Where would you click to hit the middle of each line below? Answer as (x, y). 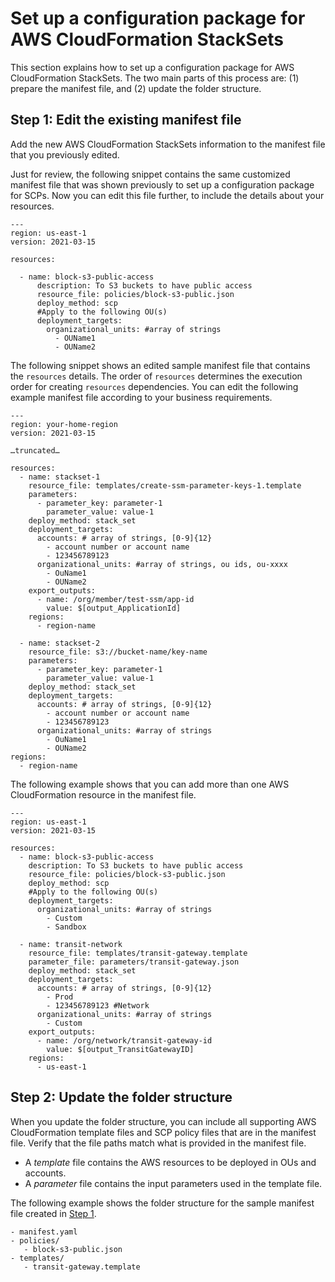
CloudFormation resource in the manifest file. (103, 794)
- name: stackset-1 (60, 477)
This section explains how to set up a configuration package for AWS (152, 67)
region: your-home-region (64, 424)
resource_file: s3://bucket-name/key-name (118, 652)
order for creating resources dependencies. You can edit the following (154, 386)
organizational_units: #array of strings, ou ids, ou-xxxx (162, 564)
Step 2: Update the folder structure (121, 1097)
